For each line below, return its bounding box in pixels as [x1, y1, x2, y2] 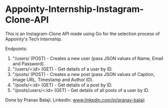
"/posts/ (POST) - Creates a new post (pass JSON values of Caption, [12, 71, 155, 77]
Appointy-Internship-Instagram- [5, 3, 144, 15]
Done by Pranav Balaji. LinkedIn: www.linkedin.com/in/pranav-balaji [5, 96, 145, 103]
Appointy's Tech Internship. [5, 36, 63, 42]
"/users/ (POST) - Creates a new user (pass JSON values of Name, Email [12, 55, 163, 61]
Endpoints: [5, 45, 28, 51]
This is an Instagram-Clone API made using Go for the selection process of [5, 30, 160, 36]
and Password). [12, 60, 45, 66]
